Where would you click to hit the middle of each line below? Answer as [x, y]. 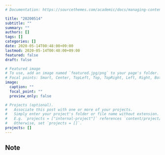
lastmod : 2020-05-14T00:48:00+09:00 [42, 50]
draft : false [18, 60]
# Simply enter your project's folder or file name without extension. [82, 114]
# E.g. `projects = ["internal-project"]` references [63, 119]
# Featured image [23, 69]
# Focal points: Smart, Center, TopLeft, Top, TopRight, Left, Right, [79, 78]
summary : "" [17, 28]
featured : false [22, 55]
